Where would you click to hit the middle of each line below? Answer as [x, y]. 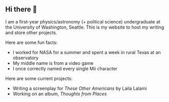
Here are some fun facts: [31, 42]
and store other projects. [31, 32]
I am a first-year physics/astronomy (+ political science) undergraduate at [83, 21]
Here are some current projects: [39, 78]
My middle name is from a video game [53, 63]
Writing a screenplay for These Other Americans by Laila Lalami [80, 88]
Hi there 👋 [21, 9]
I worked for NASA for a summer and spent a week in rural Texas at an [87, 52]
